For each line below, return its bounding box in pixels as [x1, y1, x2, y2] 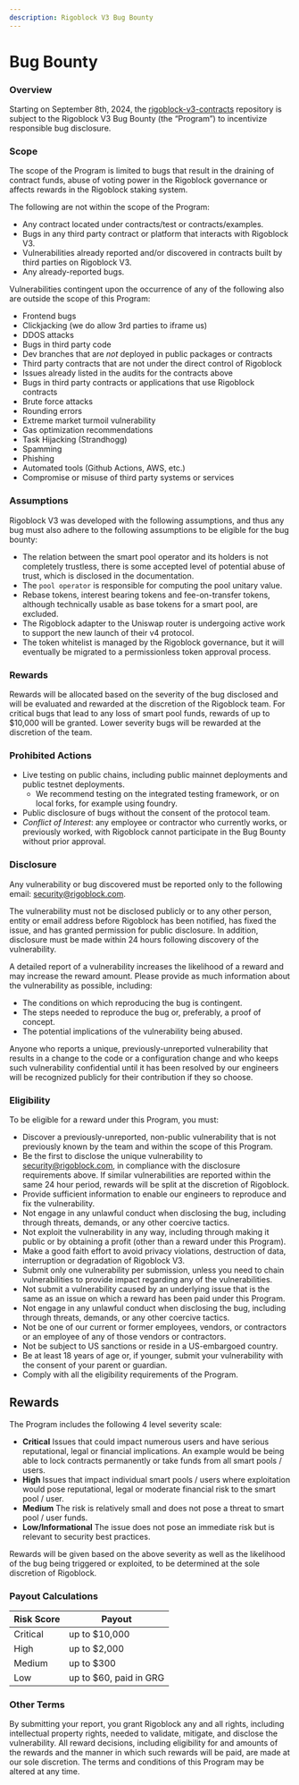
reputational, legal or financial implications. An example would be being [21, 1445, 285, 1456]
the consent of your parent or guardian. [21, 1359, 168, 1370]
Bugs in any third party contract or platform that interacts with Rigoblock [21, 229, 288, 240]
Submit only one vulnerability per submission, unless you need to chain [21, 1265, 285, 1275]
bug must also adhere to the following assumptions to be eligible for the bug [9, 524, 290, 535]
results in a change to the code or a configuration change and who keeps [9, 1053, 279, 1063]
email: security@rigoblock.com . [9, 888, 127, 899]
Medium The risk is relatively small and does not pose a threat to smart [21, 1502, 285, 1513]
